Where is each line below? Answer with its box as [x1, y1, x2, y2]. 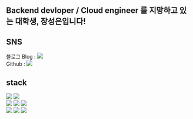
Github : [6, 60, 25, 67]
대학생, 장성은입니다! [15, 16, 86, 26]
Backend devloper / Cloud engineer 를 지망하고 [6, 5, 178, 16]
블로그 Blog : [6, 53, 36, 60]
